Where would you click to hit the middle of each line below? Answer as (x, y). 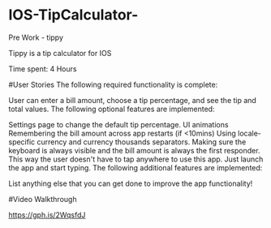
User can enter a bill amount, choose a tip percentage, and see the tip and (133, 100)
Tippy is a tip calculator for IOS (60, 53)
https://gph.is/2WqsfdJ (47, 215)
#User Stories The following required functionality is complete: (113, 84)
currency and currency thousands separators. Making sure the (142, 142)
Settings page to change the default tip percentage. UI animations (118, 124)
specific (22, 142)
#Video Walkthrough (43, 199)
